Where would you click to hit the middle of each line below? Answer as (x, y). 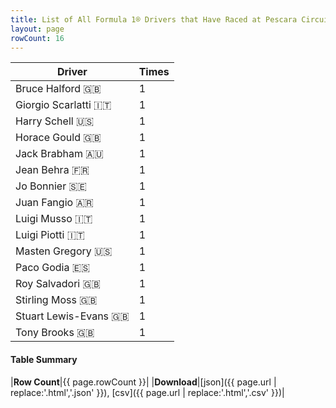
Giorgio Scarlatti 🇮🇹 (63, 105)
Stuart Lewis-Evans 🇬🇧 (72, 316)
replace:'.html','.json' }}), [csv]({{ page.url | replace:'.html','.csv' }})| (147, 392)
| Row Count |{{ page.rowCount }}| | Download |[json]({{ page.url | (143, 382)
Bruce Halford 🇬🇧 (58, 89)
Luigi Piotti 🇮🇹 (50, 235)
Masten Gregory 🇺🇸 (64, 251)
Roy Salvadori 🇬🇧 (58, 284)
